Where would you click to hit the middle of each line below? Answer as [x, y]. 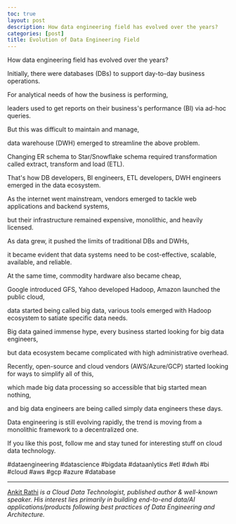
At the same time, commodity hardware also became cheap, [94, 276]
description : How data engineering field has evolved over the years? [113, 27]
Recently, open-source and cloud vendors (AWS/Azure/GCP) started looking [118, 366]
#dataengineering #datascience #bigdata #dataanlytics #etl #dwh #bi [108, 464]
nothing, [19, 395]
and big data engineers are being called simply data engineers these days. [115, 409]
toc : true [22, 14]
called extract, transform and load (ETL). [66, 164]
